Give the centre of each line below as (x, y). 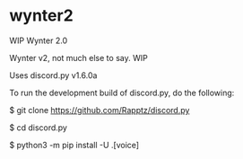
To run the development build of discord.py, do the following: (122, 93)
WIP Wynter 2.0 (39, 40)
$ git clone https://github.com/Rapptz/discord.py (100, 110)
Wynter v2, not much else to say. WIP (78, 57)
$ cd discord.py (38, 128)
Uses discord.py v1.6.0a (53, 75)
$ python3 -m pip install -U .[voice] (74, 145)
